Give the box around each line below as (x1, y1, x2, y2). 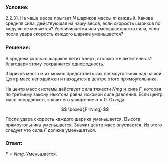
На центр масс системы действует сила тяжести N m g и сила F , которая (5, 86, 162, 92)
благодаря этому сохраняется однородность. (5, 61, 105, 67)
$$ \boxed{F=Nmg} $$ (61, 106, 109, 112)
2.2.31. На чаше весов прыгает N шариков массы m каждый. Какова (5, 15, 153, 21)
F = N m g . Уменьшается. (5, 151, 57, 157)
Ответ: (5, 139, 23, 146)
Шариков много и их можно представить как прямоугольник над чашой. (5, 70, 163, 76)
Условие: (5, 4, 29, 11)
